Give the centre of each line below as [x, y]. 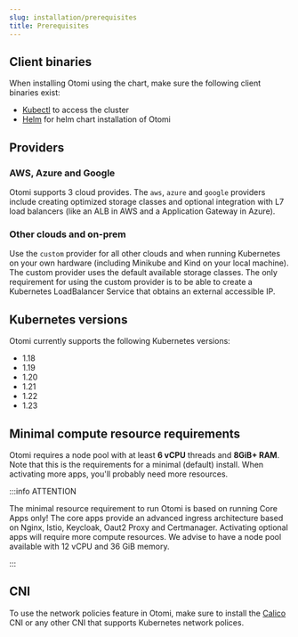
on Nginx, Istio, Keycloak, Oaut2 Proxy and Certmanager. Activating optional [149, 527]
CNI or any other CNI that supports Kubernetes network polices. [127, 622]
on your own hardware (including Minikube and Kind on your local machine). [149, 263]
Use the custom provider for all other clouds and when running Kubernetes [145, 254]
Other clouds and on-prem [68, 234]
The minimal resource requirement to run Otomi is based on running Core [144, 508]
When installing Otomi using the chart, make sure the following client [135, 83]
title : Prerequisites [49, 26]
